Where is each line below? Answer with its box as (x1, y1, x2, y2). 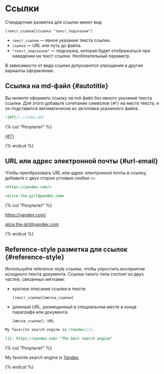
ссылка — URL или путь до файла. (12, 42, 82, 48)
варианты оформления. (5, 67, 54, 74)
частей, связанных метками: (5, 276, 65, 282)
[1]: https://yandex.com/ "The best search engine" (5, 336, 113, 341)
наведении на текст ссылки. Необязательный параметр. (12, 53, 131, 59)
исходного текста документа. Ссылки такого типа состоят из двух (5, 271, 144, 277)
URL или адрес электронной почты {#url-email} (5, 157, 158, 165)
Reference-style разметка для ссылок (5, 245, 128, 253)
